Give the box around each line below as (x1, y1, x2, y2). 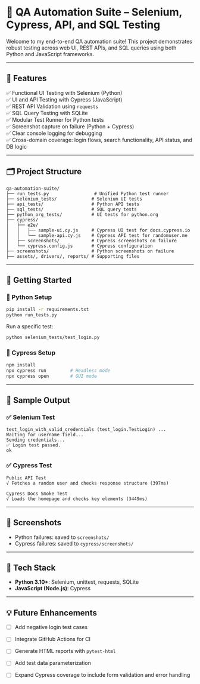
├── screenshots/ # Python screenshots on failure (6, 248, 174, 254)
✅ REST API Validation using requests (6, 103, 99, 110)
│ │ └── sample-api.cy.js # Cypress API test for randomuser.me (6, 232, 187, 238)
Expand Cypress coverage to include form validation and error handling (14, 671, 190, 679)
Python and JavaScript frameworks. (6, 50, 94, 57)
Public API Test (6, 475, 46, 481)
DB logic (6, 143, 27, 150)
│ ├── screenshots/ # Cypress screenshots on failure (6, 238, 177, 244)
